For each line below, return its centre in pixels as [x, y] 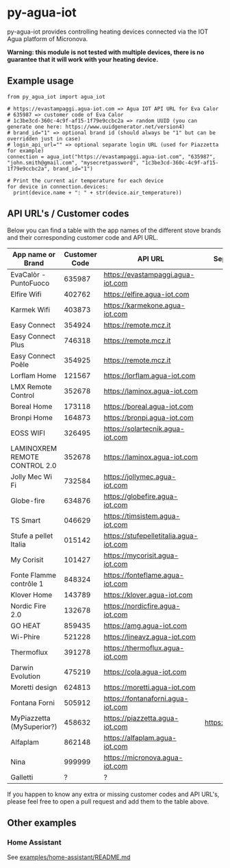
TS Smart [26, 520]
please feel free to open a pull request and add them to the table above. [108, 801]
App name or [34, 254]
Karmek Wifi [30, 310]
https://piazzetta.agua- [141, 718]
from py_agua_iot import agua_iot [56, 97]
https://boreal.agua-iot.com [149, 406]
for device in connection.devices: [58, 186]
